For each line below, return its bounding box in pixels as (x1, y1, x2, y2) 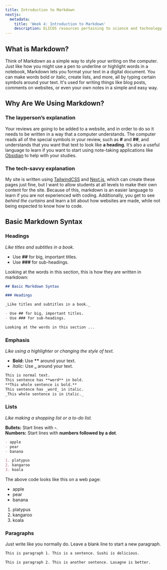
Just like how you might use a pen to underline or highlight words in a (5, 63, 148, 69)
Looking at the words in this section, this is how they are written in (5, 269, 141, 275)
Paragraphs (5, 530, 34, 536)
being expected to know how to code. (5, 203, 83, 209)
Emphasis (5, 336, 30, 344)
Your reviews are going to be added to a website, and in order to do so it (5, 126, 154, 132)
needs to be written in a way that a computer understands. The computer (5, 131, 156, 137)
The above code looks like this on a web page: (5, 477, 101, 483)
